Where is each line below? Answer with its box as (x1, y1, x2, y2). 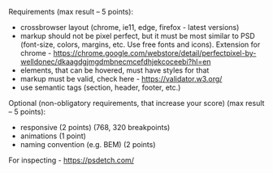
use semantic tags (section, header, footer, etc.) (19, 82, 181, 92)
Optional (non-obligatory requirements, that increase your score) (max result (8, 99, 265, 108)
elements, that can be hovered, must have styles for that (19, 65, 210, 75)
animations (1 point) (19, 131, 87, 141)
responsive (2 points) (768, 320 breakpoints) (19, 123, 171, 132)
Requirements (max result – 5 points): (8, 7, 134, 16)
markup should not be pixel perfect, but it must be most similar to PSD (19, 32, 256, 40)
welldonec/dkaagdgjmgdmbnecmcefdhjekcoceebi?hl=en (19, 57, 211, 66)
